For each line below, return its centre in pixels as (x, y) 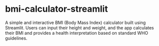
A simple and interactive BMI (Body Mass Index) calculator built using (76, 23)
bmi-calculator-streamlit (57, 9)
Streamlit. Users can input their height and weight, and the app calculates (79, 27)
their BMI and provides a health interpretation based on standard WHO (77, 33)
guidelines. (16, 38)
